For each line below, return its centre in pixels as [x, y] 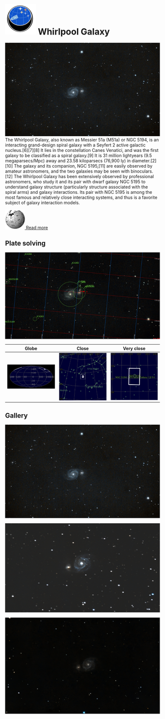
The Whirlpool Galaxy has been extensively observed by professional [84, 177]
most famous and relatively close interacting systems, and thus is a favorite [81, 198]
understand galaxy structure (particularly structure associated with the [77, 187]
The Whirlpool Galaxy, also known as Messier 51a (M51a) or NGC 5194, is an [82, 140]
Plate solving [25, 243]
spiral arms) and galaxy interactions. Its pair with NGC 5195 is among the [79, 192]
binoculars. [142, 171]
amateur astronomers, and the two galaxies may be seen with [68, 171]
